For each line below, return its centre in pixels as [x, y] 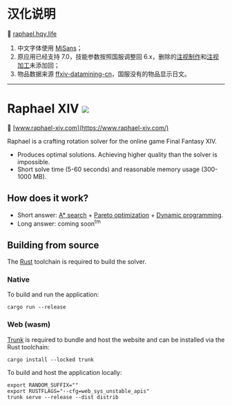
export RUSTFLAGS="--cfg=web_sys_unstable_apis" [78, 391]
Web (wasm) [29, 325]
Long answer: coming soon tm [59, 223]
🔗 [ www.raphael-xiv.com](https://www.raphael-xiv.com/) [88, 128]
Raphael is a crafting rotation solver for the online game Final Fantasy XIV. [112, 141]
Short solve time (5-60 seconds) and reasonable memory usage [108, 169]
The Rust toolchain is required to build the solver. [77, 262]
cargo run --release [37, 307]
